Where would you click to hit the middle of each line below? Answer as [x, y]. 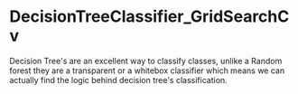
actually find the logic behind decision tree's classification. [118, 80]
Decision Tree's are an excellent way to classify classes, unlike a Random [146, 61]
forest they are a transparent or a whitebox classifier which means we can [147, 70]
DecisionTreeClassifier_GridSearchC [149, 17]
